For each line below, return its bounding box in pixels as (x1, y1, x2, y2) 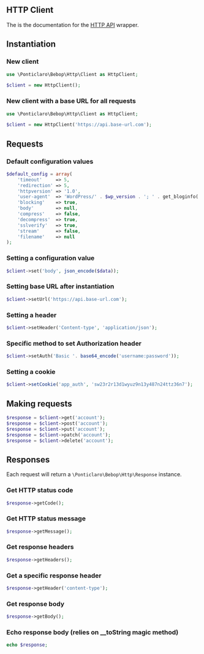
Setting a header (6, 311, 57, 319)
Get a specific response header (6, 571, 102, 580)
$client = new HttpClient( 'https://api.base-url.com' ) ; (6, 122, 152, 128)
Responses (6, 454, 50, 465)
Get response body (6, 599, 65, 608)
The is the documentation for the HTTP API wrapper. (6, 21, 139, 28)
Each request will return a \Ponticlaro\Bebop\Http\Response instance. (6, 471, 182, 478)
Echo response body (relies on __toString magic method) (6, 628, 179, 636)
